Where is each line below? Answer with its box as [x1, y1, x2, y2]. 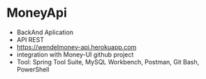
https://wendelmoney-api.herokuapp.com [16, 43, 137, 51]
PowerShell [16, 65, 50, 73]
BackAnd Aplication [16, 28, 74, 36]
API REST [16, 35, 45, 43]
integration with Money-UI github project [16, 50, 134, 59]
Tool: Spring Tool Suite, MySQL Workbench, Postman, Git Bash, [16, 57, 200, 66]
